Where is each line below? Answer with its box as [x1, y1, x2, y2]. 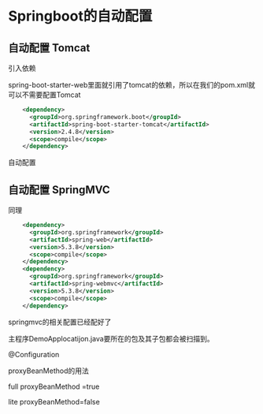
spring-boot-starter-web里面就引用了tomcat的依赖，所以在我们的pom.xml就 [8, 80, 256, 89]
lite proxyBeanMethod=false [8, 397, 100, 406]
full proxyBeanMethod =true [8, 382, 100, 391]
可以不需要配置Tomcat [8, 90, 81, 99]
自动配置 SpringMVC [8, 183, 110, 196]
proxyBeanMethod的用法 [8, 366, 89, 375]
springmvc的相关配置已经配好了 [8, 317, 112, 326]
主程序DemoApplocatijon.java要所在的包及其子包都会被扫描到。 [8, 334, 214, 343]
